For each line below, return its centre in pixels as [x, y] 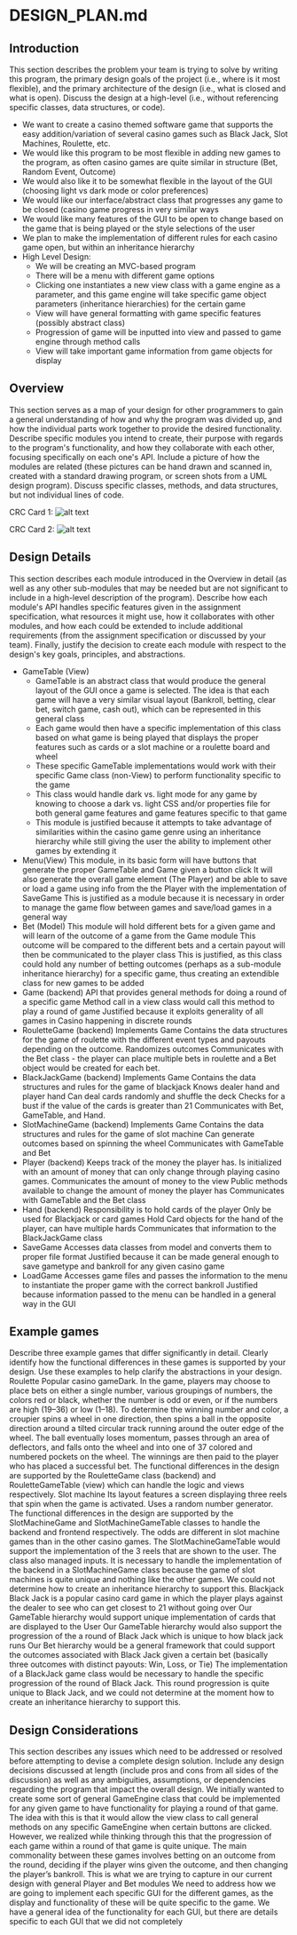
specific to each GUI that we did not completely [96, 1922]
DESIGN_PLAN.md [78, 16]
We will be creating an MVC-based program [116, 266]
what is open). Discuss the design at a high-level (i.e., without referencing [144, 98]
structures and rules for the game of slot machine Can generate [138, 1134]
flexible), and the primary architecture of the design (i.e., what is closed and [148, 88]
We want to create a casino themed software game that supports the [148, 124]
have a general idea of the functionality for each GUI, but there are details [144, 1912]
